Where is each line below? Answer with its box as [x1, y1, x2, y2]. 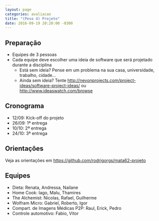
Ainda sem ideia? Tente [19, 77, 67, 83]
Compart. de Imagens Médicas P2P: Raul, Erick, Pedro [12, 205, 122, 211]
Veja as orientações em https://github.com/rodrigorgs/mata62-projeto [5, 157, 146, 163]
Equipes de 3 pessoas [12, 52, 57, 57]
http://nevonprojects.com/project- [67, 77, 136, 83]
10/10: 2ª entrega [12, 125, 47, 131]
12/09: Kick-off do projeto [12, 115, 64, 121]
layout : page [5, 7, 32, 12]
